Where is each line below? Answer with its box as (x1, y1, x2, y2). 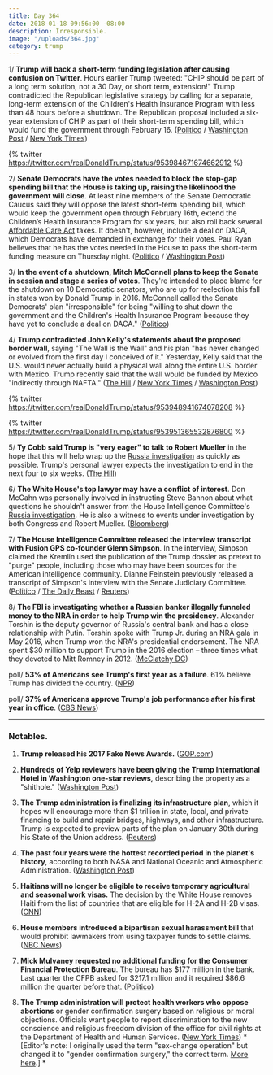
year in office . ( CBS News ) (8, 703, 99, 712)
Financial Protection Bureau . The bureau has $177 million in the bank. (19, 964, 255, 974)
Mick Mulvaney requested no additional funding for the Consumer (19, 956, 249, 966)
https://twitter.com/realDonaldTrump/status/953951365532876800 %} (8, 427, 245, 437)
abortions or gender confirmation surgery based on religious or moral (19, 1006, 255, 1016)
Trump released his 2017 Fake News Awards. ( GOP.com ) (19, 749, 214, 759)
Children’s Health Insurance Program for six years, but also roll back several (8, 217, 262, 227)
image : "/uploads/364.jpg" (8, 34, 100, 43)
